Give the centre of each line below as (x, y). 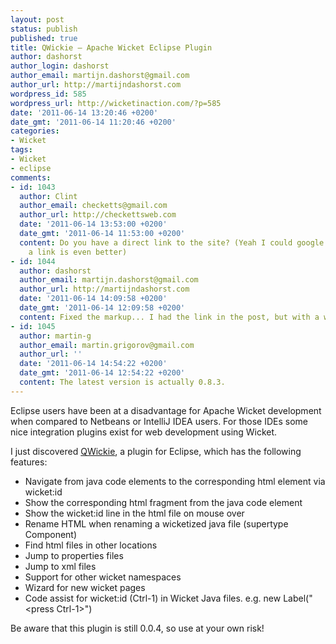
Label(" (298, 598)
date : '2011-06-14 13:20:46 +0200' (84, 112)
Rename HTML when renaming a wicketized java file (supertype (156, 523)
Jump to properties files (74, 555)
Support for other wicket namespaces (103, 577)
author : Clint (48, 196)
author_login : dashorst (60, 66)
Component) (51, 534)
